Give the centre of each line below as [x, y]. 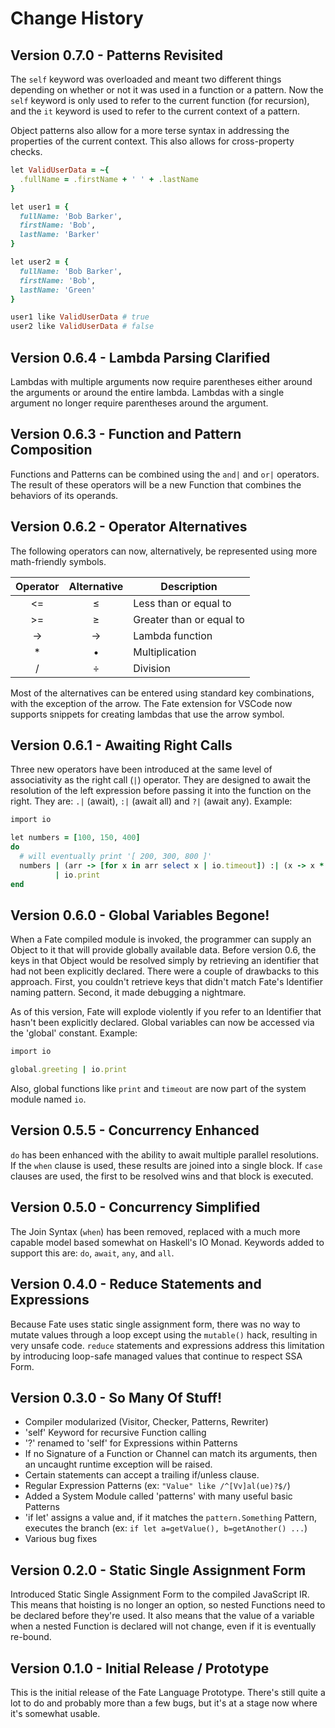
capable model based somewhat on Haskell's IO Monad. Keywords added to [167, 1242]
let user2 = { [40, 262]
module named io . [48, 1099]
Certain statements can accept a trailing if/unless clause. [142, 1475]
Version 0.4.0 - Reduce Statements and [136, 1284]
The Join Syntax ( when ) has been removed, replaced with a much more [155, 1231]
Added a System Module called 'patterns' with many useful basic [158, 1496]
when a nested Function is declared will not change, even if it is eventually [163, 1626]
